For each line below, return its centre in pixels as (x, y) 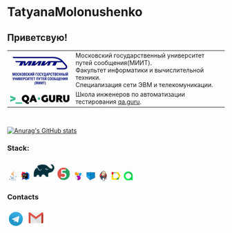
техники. (88, 77)
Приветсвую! (37, 38)
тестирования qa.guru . (108, 102)
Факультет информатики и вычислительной (140, 70)
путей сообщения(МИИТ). (114, 62)
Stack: (18, 148)
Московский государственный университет (140, 55)
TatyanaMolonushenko (75, 12)
